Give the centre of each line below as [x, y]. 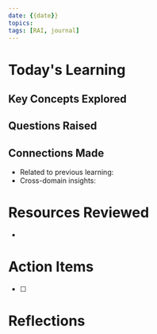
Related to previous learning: [67, 173]
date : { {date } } [33, 16]
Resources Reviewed [78, 213]
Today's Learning [67, 70]
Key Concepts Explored [67, 99]
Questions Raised [53, 126]
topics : [21, 23]
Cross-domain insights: [58, 181]
